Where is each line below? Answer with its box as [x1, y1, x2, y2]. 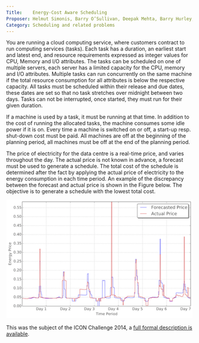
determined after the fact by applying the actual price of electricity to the [6, 169, 184, 176]
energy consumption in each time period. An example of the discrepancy [6, 175, 184, 182]
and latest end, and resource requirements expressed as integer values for [6, 52, 188, 59]
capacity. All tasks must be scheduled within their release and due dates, [6, 83, 185, 90]
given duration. [6, 102, 43, 109]
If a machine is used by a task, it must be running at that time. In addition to [6, 113, 190, 121]
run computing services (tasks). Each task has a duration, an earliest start [6, 45, 187, 53]
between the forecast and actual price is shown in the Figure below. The [6, 181, 182, 189]
